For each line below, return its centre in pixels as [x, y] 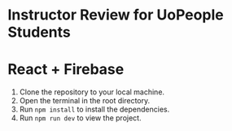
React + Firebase [66, 70]
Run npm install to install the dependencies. [94, 109]
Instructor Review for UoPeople [116, 15]
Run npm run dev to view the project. [80, 118]
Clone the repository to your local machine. [92, 92]
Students [39, 32]
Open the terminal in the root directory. [85, 101]
